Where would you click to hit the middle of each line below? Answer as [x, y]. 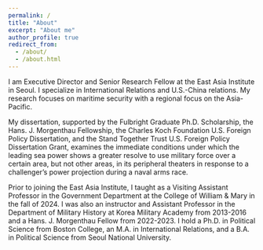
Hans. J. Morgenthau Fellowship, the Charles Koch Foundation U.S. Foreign [130, 130]
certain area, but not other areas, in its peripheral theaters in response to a [128, 164]
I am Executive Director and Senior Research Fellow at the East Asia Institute [131, 81]
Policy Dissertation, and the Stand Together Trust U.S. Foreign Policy [119, 138]
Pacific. [20, 106]
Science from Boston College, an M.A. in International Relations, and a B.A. [129, 229]
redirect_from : [33, 45]
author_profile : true [44, 37]
